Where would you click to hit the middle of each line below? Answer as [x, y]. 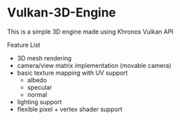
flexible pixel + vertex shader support [70, 109]
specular [40, 87]
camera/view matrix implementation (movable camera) [94, 65]
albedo [37, 80]
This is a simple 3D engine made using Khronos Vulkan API [90, 32]
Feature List [24, 45]
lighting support [39, 101]
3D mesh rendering [44, 58]
